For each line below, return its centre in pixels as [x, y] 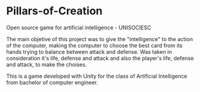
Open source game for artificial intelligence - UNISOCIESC [79, 27]
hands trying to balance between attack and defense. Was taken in [89, 51]
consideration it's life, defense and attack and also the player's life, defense [100, 58]
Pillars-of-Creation [55, 11]
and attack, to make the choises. [47, 65]
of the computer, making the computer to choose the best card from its [94, 45]
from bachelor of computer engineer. [52, 82]
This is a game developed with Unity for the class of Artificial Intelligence [97, 76]
